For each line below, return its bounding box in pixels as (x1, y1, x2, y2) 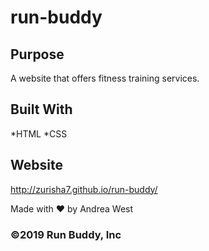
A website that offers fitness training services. (10, 72, 200, 84)
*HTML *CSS (10, 127, 68, 140)
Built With (10, 101, 73, 118)
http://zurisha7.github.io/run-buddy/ (10, 183, 158, 195)
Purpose (10, 46, 65, 63)
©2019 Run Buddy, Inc (10, 227, 122, 241)
